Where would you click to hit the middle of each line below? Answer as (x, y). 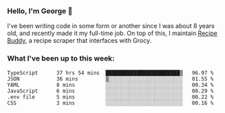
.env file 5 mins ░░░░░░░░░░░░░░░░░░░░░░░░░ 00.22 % (110, 97)
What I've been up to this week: (61, 59)
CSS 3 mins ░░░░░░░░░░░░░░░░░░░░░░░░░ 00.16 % (110, 103)
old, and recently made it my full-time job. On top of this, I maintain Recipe (112, 33)
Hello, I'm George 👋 (40, 11)
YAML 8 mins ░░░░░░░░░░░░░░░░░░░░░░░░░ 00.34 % (110, 85)
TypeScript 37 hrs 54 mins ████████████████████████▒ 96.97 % (110, 73)
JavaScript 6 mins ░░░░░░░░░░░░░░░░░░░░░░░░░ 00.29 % (110, 91)
